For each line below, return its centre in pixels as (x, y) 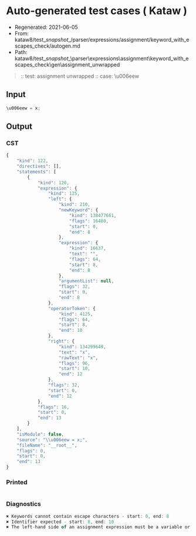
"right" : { (61, 342)
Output (19, 127)
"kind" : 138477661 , (93, 215)
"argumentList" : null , (86, 281)
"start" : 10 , (75, 369)
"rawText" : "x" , (78, 358)
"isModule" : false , (40, 434)
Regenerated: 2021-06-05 (46, 27)
